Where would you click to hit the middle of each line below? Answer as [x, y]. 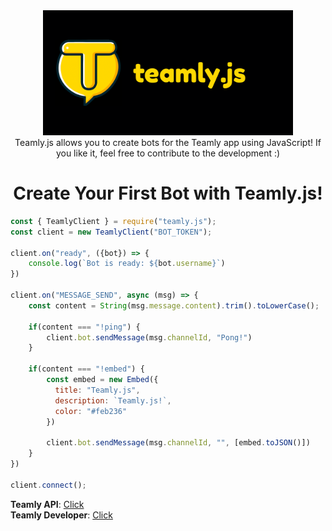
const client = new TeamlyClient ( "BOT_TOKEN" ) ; [111, 232]
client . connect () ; [48, 485]
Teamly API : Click [47, 504]
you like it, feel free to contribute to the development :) [168, 153]
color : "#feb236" [91, 411]
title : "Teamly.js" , [97, 390]
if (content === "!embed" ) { [86, 369]
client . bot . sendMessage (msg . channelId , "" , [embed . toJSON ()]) [178, 443]
